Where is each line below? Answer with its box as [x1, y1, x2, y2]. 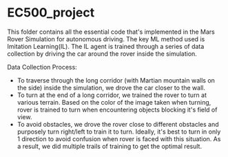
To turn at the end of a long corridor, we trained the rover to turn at [17, 91, 207, 99]
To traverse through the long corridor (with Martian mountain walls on [17, 76, 216, 84]
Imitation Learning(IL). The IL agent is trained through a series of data [7, 42, 205, 50]
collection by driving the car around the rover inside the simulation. [7, 50, 198, 58]
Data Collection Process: [7, 63, 77, 71]
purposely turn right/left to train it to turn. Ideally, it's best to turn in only [17, 127, 221, 136]
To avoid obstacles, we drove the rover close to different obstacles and [17, 120, 219, 128]
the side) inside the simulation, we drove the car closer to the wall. [17, 83, 205, 92]
